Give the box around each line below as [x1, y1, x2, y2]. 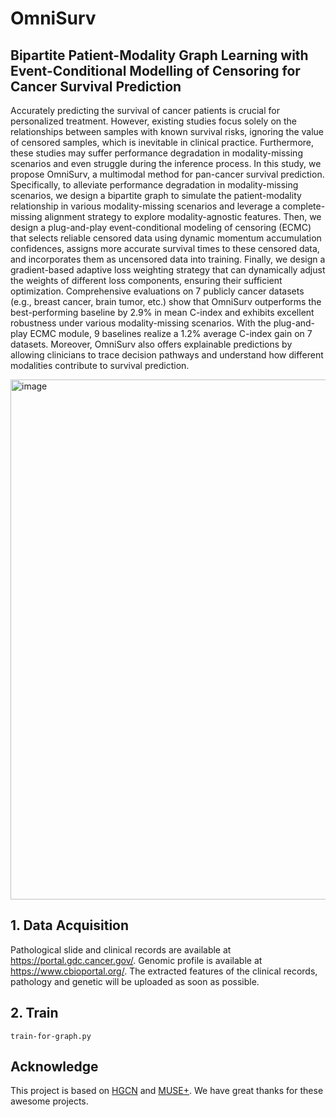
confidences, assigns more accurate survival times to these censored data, [10, 243, 320, 254]
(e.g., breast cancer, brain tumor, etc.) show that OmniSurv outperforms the [10, 296, 322, 307]
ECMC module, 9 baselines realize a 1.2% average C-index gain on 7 [29, 328, 313, 339]
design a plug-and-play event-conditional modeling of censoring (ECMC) [10, 222, 312, 233]
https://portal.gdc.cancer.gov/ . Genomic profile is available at [10, 954, 263, 966]
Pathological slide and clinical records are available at [10, 943, 232, 956]
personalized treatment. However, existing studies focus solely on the [10, 115, 298, 127]
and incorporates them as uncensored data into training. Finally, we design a [10, 253, 326, 265]
